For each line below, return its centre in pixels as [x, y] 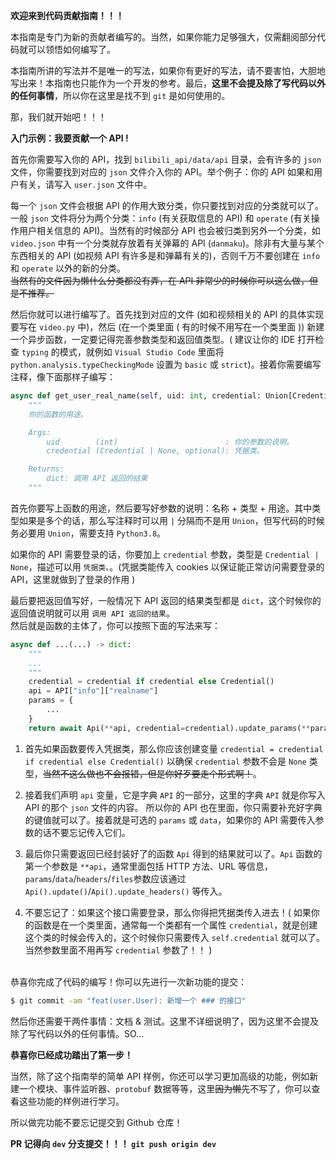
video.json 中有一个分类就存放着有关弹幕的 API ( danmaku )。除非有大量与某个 [167, 243]
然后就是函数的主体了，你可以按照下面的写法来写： [115, 625]
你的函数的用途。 [58, 414]
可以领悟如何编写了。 [71, 49]
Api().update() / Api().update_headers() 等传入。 [126, 891]
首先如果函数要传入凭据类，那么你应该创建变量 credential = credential [174, 748]
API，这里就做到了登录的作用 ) [73, 579]
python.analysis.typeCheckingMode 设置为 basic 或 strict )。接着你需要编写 [166, 364]
